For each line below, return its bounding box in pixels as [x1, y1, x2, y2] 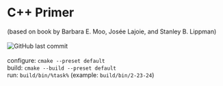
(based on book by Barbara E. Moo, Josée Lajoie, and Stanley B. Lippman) [7, 27, 217, 35]
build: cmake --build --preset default [7, 63, 116, 72]
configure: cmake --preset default [7, 56, 105, 64]
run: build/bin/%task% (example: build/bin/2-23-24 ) [7, 70, 155, 79]
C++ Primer [7, 5, 75, 20]
